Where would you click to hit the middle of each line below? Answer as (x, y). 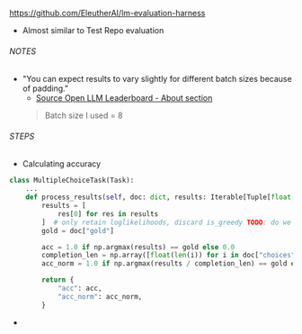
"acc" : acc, (80, 289)
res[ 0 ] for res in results (108, 214)
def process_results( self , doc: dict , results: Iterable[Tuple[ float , (160, 197)
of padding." (45, 88)
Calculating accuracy (62, 164)
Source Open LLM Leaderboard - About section (124, 98)
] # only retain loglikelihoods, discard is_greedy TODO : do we (167, 222)
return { (58, 280)
